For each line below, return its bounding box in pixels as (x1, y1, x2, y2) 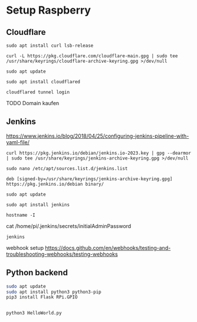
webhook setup (6, 244, 44, 251)
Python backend (6, 268, 68, 278)
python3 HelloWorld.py (6, 310, 62, 316)
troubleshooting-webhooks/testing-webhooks (6, 251, 118, 258)
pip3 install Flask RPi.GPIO (6, 294, 78, 300)
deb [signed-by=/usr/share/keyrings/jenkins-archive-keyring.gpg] (6, 175, 173, 182)
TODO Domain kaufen (6, 100, 60, 106)
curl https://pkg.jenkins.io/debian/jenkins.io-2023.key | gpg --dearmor (6, 150, 192, 156)
